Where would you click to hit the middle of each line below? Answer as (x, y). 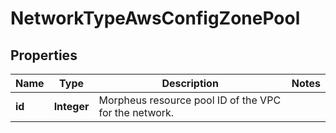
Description (190, 83)
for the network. (136, 112)
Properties (44, 55)
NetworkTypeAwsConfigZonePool (155, 18)
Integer (71, 106)
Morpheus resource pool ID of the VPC (190, 100)
